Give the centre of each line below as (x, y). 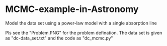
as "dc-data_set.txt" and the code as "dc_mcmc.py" (59, 38)
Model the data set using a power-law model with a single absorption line (81, 23)
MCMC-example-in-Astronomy (72, 9)
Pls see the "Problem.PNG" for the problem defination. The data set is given (84, 32)
